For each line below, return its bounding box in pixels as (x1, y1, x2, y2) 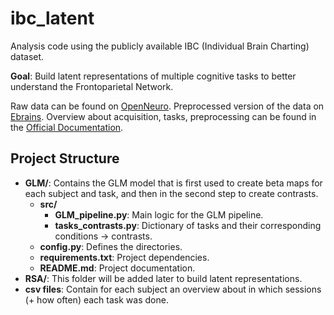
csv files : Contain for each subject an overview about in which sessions (24, 283, 322, 295)
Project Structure (10, 150, 120, 167)
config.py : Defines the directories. (39, 240, 183, 252)
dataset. (10, 50, 45, 62)
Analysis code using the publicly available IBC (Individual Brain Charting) (10, 40, 310, 52)
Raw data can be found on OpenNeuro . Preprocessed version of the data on (10, 100, 325, 112)
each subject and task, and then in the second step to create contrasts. (24, 187, 319, 199)
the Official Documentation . (10, 121, 124, 133)
